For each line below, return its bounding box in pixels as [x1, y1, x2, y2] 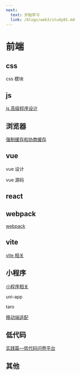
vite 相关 [6, 252, 24, 258]
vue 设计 [6, 165, 25, 172]
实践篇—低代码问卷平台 [6, 345, 55, 351]
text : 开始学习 [10, 12, 40, 17]
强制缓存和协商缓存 [6, 137, 47, 142]
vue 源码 [6, 177, 25, 183]
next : [6, 7, 17, 13]
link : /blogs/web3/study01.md [10, 17, 75, 22]
